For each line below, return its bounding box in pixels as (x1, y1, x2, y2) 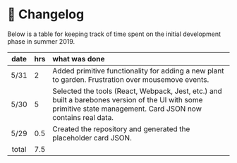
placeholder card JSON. (52, 133, 132, 143)
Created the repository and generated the (52, 123, 190, 133)
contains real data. (52, 112, 114, 122)
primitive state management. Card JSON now (52, 104, 202, 114)
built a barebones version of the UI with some (52, 95, 203, 104)
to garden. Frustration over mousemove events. (52, 74, 209, 84)
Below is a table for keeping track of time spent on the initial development (7, 30, 221, 38)
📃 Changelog (7, 6, 85, 23)
